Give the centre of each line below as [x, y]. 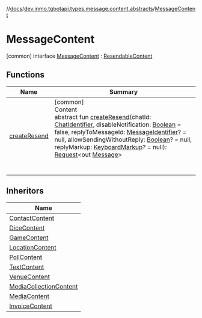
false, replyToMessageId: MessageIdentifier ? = [121, 132]
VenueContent [29, 277]
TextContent [27, 267]
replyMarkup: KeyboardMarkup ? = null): [111, 147]
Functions [26, 75]
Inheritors [25, 191]
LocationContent [33, 247]
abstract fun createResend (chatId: [103, 117]
